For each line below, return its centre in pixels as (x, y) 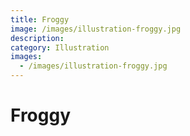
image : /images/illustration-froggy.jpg (96, 29)
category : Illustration (60, 47)
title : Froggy (40, 19)
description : (37, 38)
